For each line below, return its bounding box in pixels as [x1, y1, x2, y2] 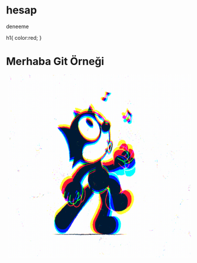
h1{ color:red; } [6, 34, 42, 41]
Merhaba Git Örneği [6, 55, 104, 68]
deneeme [6, 23, 29, 30]
